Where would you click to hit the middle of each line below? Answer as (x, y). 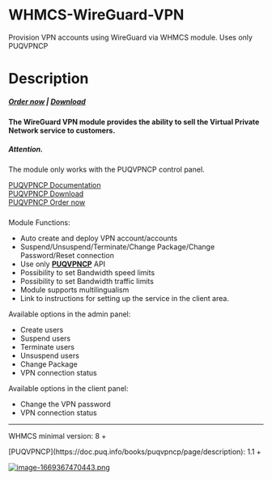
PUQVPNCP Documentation (55, 185)
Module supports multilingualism (74, 290)
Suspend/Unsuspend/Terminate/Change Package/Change (117, 247)
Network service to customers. (62, 130)
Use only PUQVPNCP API (63, 264)
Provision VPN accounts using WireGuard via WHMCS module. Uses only (131, 37)
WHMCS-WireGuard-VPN (96, 15)
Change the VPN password (65, 404)
